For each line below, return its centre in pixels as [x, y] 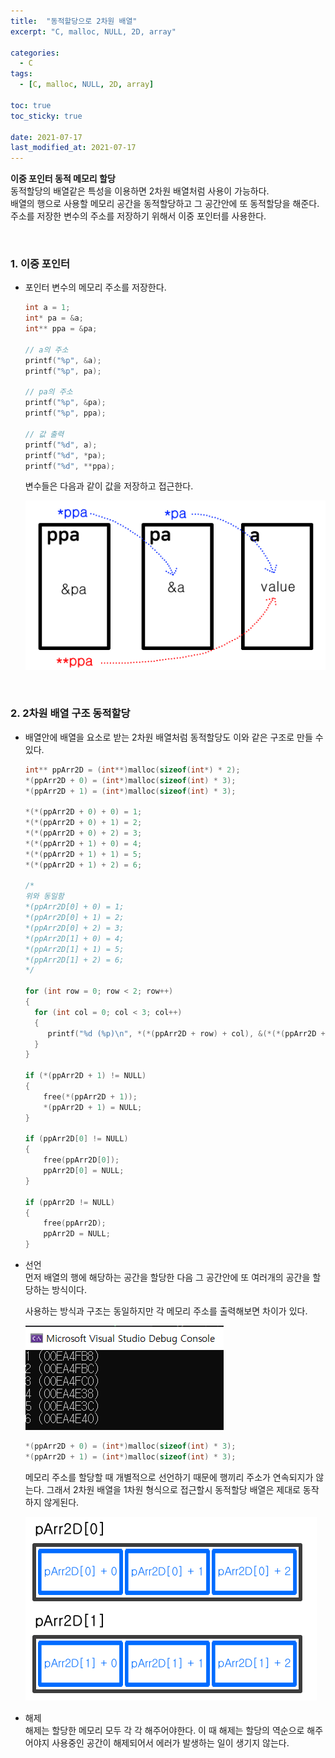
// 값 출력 [44, 434]
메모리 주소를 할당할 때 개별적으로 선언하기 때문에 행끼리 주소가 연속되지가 [169, 1477]
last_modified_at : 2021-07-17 [73, 148]
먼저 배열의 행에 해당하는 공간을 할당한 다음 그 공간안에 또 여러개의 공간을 [167, 1277]
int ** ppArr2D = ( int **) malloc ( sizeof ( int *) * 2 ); [132, 770]
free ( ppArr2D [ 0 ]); [81, 1160]
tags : [21, 74]
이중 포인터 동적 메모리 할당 [63, 179]
